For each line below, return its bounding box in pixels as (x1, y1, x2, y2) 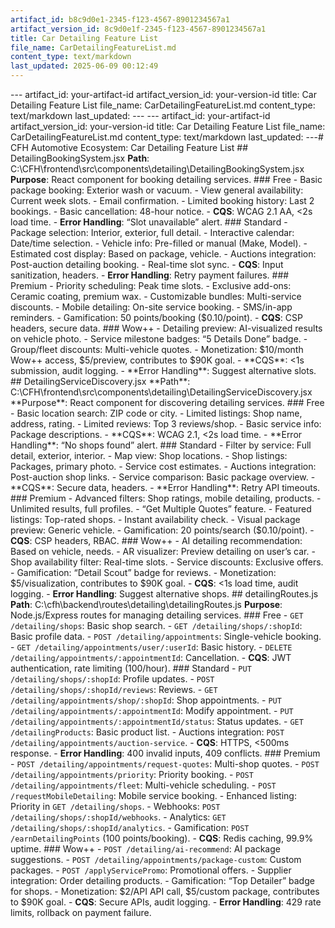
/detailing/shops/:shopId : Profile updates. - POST (10, 673, 215, 685)
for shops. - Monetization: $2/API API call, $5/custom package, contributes (10, 886, 320, 897)
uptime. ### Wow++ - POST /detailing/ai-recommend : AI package (10, 843, 281, 855)
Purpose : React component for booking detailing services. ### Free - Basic (10, 174, 323, 185)
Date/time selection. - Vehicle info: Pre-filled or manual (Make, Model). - (10, 237, 308, 249)
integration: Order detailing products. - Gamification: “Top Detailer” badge (10, 875, 315, 886)
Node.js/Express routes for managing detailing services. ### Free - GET (10, 609, 304, 621)
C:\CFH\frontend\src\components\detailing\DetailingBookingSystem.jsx (10, 163, 305, 175)
